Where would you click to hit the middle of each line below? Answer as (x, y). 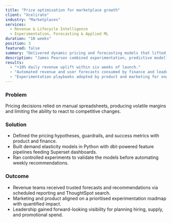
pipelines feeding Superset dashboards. (55, 152)
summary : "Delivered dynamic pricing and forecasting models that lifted (86, 53)
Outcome (17, 176)
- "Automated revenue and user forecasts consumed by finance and (82, 72)
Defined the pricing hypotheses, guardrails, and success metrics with (86, 136)
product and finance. (35, 141)
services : (16, 24)
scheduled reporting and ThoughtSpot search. (62, 193)
